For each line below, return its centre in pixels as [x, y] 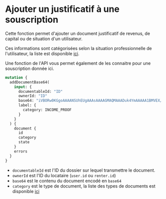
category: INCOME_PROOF [47, 110]
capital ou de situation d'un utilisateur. [44, 39]
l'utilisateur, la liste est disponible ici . [42, 54]
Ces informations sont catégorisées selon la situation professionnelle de [79, 48]
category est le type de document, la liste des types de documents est [84, 186]
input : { [23, 87]
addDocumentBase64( [30, 82]
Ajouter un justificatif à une [62, 9]
